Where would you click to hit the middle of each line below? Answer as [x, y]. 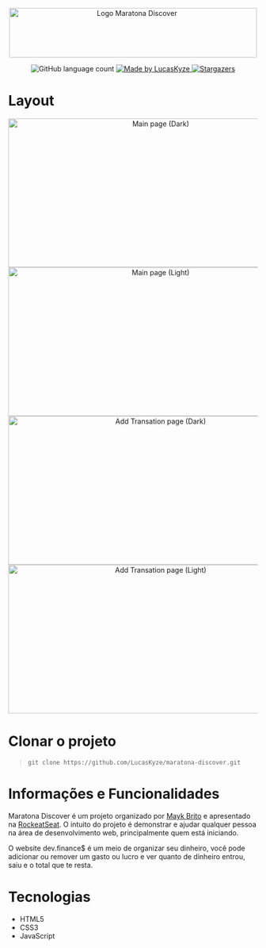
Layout [31, 101]
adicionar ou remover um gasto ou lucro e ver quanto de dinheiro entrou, [127, 856]
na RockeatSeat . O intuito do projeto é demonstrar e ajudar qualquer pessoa [133, 824]
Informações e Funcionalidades [114, 794]
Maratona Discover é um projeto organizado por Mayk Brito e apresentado [129, 816]
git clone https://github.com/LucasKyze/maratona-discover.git [134, 762]
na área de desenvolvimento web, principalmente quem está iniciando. [123, 832]
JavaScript [37, 935]
